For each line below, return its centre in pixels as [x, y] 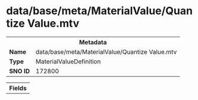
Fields [18, 88]
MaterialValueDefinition [68, 62]
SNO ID [20, 71]
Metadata [93, 42]
